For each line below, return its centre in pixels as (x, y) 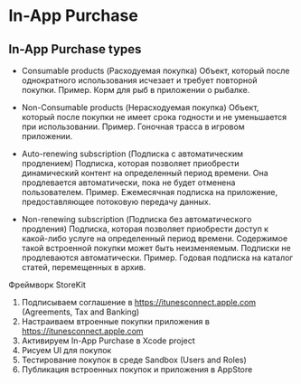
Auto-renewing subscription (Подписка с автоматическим (132, 154)
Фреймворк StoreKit (47, 285)
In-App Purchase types (75, 49)
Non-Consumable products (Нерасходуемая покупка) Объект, (140, 108)
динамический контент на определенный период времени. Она (145, 173)
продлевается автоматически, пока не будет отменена (128, 183)
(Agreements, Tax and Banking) (80, 312)
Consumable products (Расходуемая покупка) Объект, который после (155, 70)
